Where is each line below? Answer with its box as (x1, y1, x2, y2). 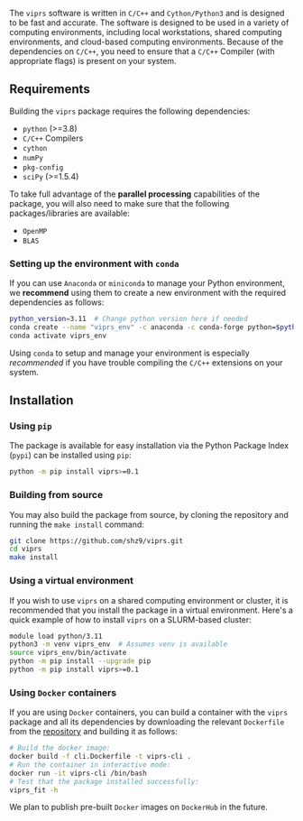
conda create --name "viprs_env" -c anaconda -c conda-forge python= (9, 322, 277, 332)
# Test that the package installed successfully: (9, 777, 200, 786)
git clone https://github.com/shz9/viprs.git (9, 536, 183, 545)
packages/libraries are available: (9, 208, 131, 218)
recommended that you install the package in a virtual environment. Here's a (9, 604, 293, 615)
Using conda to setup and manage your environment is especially (9, 347, 250, 358)
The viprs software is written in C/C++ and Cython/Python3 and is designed (9, 8, 285, 18)
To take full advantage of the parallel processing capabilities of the (9, 189, 260, 199)
